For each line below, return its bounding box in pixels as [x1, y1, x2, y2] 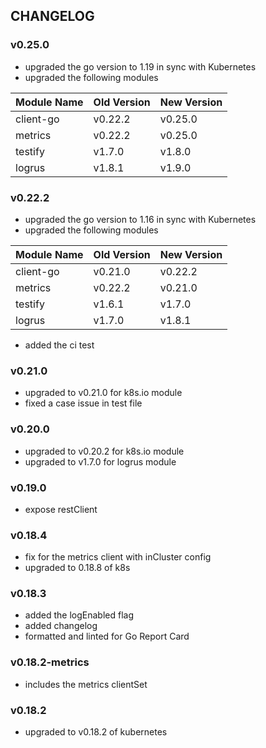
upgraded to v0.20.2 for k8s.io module [24, 445, 185, 457]
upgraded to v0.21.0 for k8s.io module [24, 387, 183, 399]
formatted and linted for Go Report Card [24, 630, 190, 643]
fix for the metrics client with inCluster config [24, 551, 212, 563]
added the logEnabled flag [24, 609, 135, 621]
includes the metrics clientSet [24, 678, 148, 690]
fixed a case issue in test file [24, 397, 143, 409]
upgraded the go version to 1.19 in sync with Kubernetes [24, 60, 257, 73]
